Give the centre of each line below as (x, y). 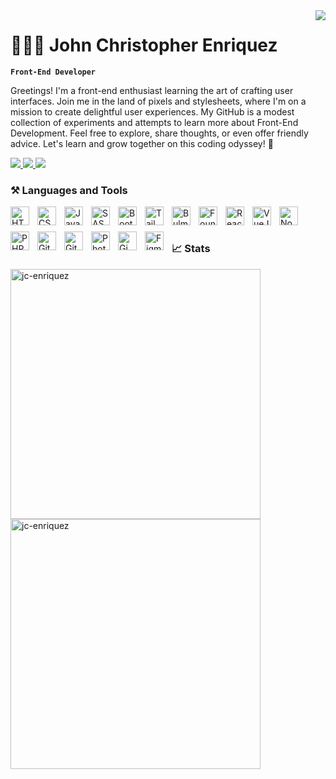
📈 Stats (191, 249)
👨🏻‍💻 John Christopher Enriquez (144, 45)
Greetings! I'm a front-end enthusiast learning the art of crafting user (152, 90)
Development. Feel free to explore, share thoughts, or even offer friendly (159, 133)
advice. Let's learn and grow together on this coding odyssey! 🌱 (142, 143)
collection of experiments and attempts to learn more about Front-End (154, 122)
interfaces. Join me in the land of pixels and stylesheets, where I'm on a (158, 101)
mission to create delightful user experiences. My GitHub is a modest (152, 111)
